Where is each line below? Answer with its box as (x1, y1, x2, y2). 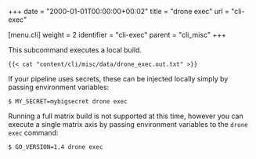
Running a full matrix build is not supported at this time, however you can (8, 111, 244, 121)
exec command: (8, 128, 59, 137)
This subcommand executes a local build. (8, 45, 142, 54)
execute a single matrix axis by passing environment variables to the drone (8, 120, 248, 128)
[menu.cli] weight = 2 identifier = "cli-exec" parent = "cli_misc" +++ (8, 31, 227, 39)
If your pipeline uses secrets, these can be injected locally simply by (8, 74, 229, 83)
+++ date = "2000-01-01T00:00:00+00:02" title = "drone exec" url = (8, 7, 229, 16)
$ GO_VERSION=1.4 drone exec (8, 143, 103, 151)
